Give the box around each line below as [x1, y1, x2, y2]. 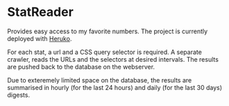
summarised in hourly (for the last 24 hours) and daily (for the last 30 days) [7, 83, 223, 91]
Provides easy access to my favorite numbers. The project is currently [7, 27, 208, 35]
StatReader [7, 4, 74, 20]
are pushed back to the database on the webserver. [7, 62, 155, 71]
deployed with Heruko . [7, 34, 72, 42]
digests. [7, 91, 30, 99]
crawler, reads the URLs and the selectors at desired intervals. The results [7, 55, 219, 63]
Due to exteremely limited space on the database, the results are [7, 76, 192, 84]
